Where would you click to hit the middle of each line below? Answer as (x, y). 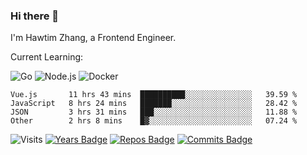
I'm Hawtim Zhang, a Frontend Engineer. (93, 38)
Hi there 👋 (35, 16)
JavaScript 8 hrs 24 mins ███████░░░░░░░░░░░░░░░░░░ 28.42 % (154, 104)
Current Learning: (47, 57)
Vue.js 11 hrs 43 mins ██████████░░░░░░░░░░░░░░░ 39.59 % (154, 95)
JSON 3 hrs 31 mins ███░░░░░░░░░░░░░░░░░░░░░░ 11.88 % (154, 112)
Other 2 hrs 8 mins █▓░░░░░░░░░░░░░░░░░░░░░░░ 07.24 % (154, 121)
